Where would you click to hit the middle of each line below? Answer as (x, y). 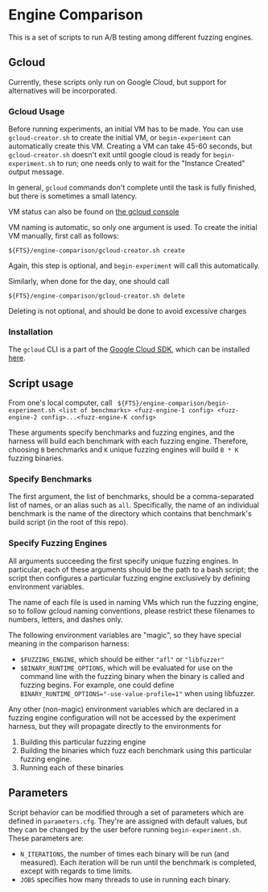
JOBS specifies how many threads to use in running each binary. (125, 879)
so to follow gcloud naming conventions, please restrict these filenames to (132, 611)
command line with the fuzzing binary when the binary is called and (132, 676)
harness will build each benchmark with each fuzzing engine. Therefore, (128, 441)
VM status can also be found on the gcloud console (94, 212)
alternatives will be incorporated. (63, 90)
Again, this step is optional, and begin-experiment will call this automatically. (134, 266)
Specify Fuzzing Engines (58, 544)
